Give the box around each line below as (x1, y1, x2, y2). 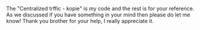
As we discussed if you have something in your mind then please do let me (6, 11, 190, 18)
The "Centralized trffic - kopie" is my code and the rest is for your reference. (6, 5, 195, 12)
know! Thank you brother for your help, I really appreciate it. (6, 18, 154, 24)
